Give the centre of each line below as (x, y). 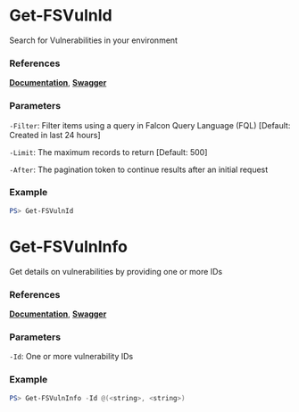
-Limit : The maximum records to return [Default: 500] (108, 152)
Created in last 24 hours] (55, 135)
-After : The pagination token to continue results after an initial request (139, 169)
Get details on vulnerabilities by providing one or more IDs (116, 271)
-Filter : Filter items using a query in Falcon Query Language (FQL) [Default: (150, 125)
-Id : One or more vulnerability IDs (71, 357)
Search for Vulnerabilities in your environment (94, 40)
